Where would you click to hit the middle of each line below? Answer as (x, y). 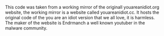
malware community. (26, 28)
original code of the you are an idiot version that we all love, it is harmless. (80, 18)
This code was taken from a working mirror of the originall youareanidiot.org (82, 7)
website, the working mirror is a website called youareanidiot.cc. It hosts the (82, 12)
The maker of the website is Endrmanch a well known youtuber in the (75, 23)
